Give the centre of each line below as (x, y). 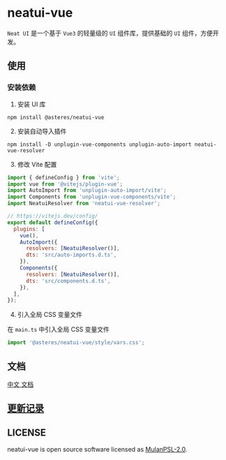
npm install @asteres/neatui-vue (56, 117)
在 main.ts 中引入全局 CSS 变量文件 (59, 329)
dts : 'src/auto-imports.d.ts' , (71, 255)
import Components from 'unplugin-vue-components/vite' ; (92, 197)
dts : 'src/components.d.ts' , (68, 281)
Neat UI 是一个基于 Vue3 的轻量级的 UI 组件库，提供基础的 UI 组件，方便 (110, 33)
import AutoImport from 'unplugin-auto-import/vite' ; (87, 191)
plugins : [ (29, 229)
